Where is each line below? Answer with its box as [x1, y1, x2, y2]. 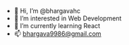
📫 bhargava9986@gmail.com [13, 30, 102, 38]
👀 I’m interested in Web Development [13, 14, 122, 22]
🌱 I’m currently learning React [13, 22, 101, 30]
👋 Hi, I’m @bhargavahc [13, 7, 81, 15]
